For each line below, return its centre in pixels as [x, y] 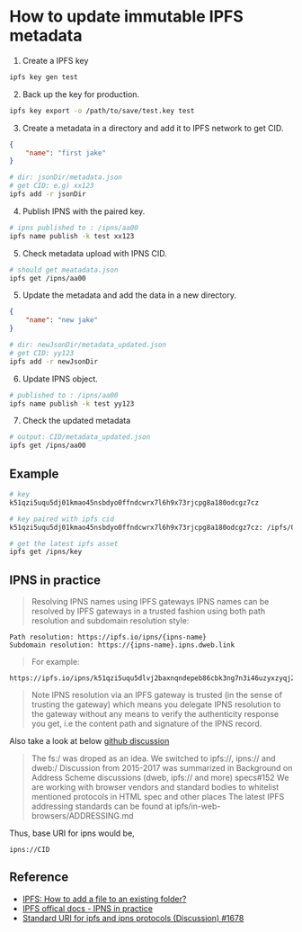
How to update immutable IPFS [127, 17]
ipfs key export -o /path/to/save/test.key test [102, 111]
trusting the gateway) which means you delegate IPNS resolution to [156, 704]
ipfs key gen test [44, 77]
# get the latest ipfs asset [64, 543]
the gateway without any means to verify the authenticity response [155, 714]
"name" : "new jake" [62, 320]
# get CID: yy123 [42, 353]
